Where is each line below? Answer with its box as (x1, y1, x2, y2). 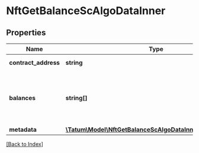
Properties (6, 28, 46, 38)
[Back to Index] (6, 141, 43, 148)
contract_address (9, 59, 60, 66)
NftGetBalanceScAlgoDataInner (6, 4, 166, 18)
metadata (9, 125, 37, 134)
